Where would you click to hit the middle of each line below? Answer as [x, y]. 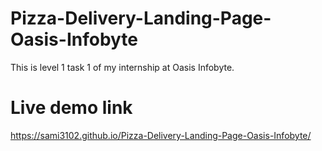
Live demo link [71, 108]
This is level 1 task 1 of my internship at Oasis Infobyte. [122, 67]
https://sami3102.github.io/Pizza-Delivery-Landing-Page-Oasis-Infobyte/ [161, 135]
